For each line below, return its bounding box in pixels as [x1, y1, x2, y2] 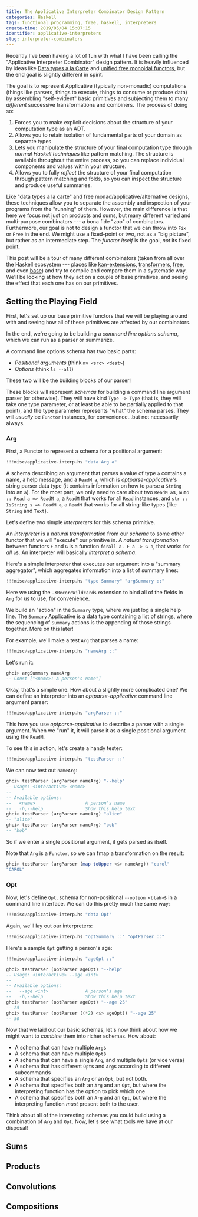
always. [6, 419, 25, 426]
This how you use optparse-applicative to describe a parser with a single [6, 721, 184, 728]
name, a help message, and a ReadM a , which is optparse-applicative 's [6, 476, 177, 483]
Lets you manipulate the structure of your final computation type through [14, 144, 192, 151]
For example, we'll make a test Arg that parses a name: [6, 636, 138, 643]
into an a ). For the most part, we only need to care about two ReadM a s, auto [6, 488, 190, 495]
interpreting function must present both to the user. [14, 1100, 140, 1107]
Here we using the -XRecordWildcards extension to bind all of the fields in [6, 588, 183, 596]
